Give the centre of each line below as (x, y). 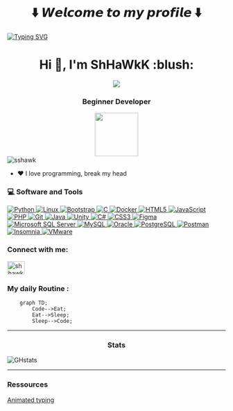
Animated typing (31, 400)
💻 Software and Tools (45, 192)
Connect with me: (38, 250)
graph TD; (34, 303)
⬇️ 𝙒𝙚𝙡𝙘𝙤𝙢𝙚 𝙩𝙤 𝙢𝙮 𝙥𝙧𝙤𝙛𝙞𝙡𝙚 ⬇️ (116, 13)
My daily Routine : (38, 288)
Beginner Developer (116, 101)
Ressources (28, 385)
